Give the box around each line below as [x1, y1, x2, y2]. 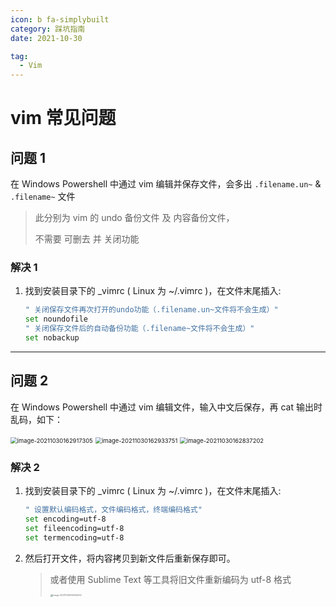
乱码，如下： [10, 413, 63, 425]
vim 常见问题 [10, 107, 117, 130]
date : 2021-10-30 [10, 33, 83, 43]
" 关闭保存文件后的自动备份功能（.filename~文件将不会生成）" [24, 324, 255, 334]
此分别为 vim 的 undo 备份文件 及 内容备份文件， [34, 212, 235, 224]
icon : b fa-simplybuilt [10, 14, 110, 25]
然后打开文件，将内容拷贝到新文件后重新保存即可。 [24, 552, 236, 564]
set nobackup [24, 333, 80, 343]
